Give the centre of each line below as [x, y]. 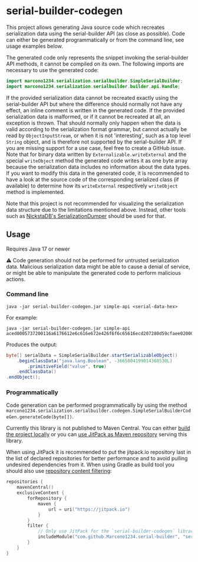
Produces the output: [32, 345]
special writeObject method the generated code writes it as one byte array [97, 160]
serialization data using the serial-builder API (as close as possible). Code [96, 33]
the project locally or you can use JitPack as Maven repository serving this [97, 434]
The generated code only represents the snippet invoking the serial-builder [97, 57]
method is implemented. [35, 192]
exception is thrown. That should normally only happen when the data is [94, 123]
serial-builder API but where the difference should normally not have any [94, 104]
